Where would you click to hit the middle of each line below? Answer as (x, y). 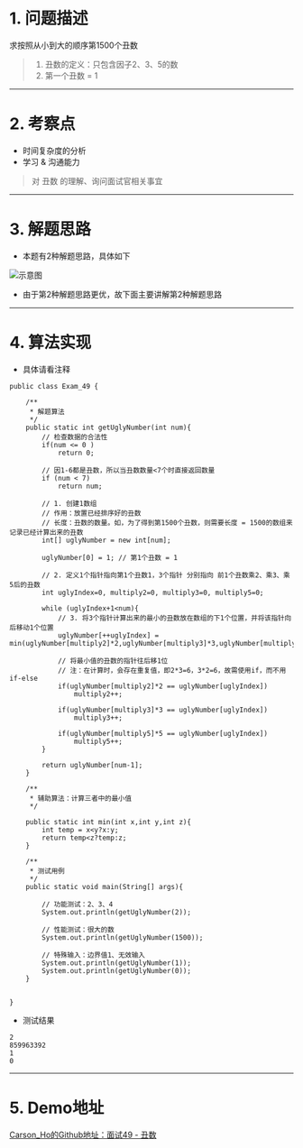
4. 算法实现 (50, 343)
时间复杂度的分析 (54, 151)
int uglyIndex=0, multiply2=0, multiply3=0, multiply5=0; (153, 592)
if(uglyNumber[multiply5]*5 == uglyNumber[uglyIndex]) (163, 733)
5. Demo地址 (57, 1108)
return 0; (76, 453)
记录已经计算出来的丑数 (46, 532)
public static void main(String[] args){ (104, 886)
